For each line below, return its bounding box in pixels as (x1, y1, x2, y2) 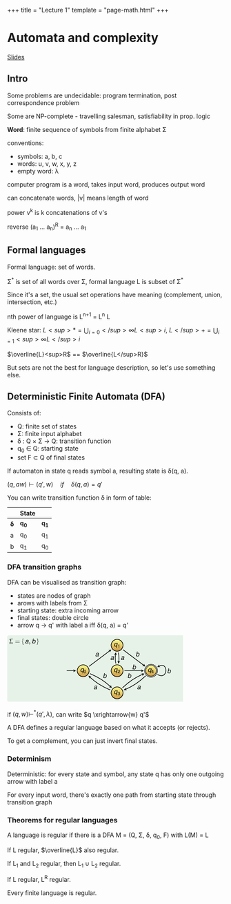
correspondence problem (7, 98, 80, 106)
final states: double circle (17, 613, 89, 621)
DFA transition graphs (7, 563, 82, 572)
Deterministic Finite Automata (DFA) (7, 390, 165, 402)
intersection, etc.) (7, 298, 57, 306)
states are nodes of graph (17, 591, 91, 600)
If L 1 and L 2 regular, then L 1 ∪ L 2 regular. (7, 859, 121, 869)
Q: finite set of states (17, 422, 77, 431)
